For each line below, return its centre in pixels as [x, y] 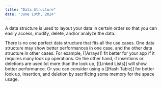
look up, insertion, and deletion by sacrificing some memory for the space [80, 74]
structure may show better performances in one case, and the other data [79, 48]
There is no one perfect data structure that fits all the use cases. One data [80, 43]
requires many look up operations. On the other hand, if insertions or [74, 58]
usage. [12, 79]
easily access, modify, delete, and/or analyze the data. [60, 33]
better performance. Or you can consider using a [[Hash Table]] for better [80, 68]
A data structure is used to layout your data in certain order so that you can [81, 28]
